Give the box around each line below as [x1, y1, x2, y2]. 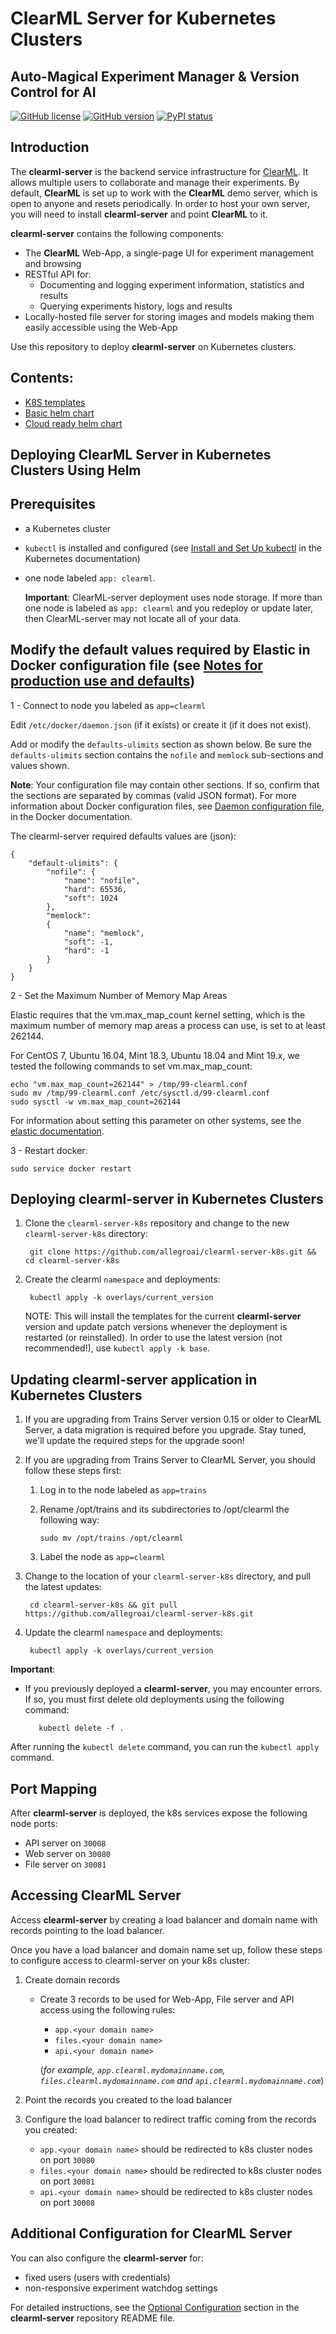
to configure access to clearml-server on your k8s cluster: [10, 1954, 251, 1966]
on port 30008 [39, 2196, 95, 2208]
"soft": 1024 [63, 893, 118, 903]
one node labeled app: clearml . [24, 572, 156, 584]
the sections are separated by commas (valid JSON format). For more [10, 789, 297, 801]
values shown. [10, 759, 70, 771]
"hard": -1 [63, 945, 110, 956]
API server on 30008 [24, 1837, 107, 1849]
